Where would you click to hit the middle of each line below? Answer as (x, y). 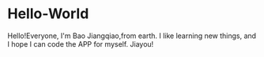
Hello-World (48, 14)
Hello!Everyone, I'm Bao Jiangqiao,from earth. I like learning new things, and (132, 36)
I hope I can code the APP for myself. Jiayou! (81, 44)
